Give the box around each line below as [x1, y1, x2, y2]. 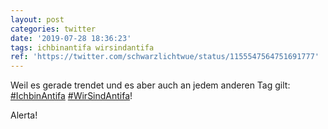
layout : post [10, 14, 65, 25]
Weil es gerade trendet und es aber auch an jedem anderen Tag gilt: [10, 79, 291, 91]
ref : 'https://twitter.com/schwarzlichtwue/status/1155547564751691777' [10, 52, 320, 62]
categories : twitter [10, 24, 97, 34]
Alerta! [10, 109, 38, 121]
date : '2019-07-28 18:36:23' [10, 33, 132, 43]
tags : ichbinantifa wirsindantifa [10, 42, 155, 53]
